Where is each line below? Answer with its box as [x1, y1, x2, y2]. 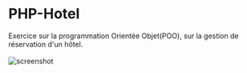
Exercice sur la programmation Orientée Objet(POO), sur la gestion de [8, 31, 239, 40]
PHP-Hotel [8, 5, 80, 23]
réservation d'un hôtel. [8, 39, 83, 48]
